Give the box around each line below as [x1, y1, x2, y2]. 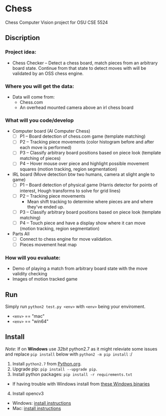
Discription [5, 34, 40, 42]
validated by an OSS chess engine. [12, 70, 84, 76]
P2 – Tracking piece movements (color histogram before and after [19, 139, 155, 145]
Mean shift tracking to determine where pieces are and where [27, 199, 154, 205]
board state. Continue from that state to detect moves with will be [12, 65, 146, 71]
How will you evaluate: [5, 254, 61, 261]
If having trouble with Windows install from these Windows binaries [12, 381, 150, 387]
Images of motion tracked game [12, 276, 78, 282]
